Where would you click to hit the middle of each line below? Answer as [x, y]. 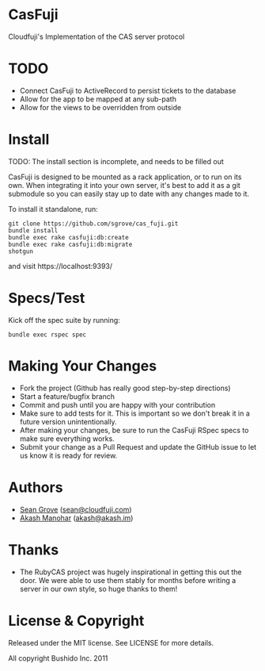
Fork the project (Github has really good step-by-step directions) [125, 388]
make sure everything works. [67, 439]
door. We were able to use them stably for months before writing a [128, 580]
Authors [36, 487]
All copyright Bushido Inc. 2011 [58, 658]
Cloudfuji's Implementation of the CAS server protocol [97, 36]
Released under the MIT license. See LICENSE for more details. [111, 642]
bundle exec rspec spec [47, 335]
